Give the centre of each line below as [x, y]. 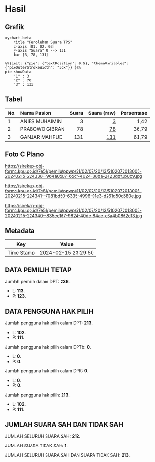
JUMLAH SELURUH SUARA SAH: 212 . [43, 436]
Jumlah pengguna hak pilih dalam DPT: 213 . [49, 323]
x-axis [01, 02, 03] [34, 47]
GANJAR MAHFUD [41, 137]
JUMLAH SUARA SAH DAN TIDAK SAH [64, 424]
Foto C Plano [24, 154]
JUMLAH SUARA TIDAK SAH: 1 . [36, 446]
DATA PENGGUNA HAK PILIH [49, 311]
